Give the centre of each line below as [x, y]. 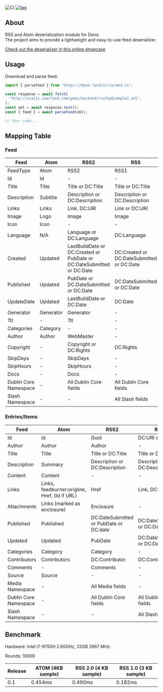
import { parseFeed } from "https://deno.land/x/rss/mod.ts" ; [69, 85]
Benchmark [23, 635]
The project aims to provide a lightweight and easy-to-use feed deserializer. [81, 39]
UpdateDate [21, 302]
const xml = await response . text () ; [42, 108]
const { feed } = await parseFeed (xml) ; [47, 112]
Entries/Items [21, 417]
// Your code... [21, 121]
